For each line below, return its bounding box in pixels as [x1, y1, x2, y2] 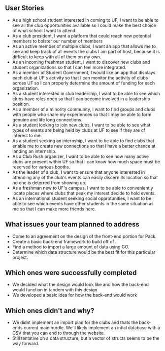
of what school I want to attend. [12, 27, 77, 34]
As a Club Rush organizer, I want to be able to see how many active [12, 153, 149, 159]
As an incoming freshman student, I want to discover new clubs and [12, 59, 150, 65]
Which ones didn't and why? [5, 306, 95, 315]
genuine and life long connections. [12, 117, 83, 122]
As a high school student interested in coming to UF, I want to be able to [12, 17, 159, 23]
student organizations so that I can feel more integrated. [12, 64, 127, 70]
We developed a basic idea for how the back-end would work [12, 292, 137, 298]
